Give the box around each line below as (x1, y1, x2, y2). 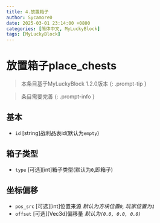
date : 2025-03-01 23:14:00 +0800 (6, 20, 91, 26)
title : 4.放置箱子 (6, 8, 50, 15)
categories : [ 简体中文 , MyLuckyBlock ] (6, 25, 101, 32)
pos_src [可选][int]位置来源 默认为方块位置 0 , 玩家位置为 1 (14, 203, 155, 210)
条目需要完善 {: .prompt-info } (21, 93, 95, 100)
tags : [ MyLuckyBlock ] (6, 31, 61, 37)
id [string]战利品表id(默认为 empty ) (14, 129, 100, 136)
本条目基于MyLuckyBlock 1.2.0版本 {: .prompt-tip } (21, 80, 147, 87)
